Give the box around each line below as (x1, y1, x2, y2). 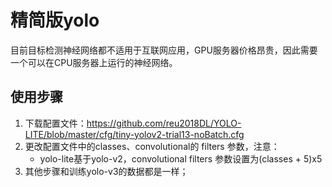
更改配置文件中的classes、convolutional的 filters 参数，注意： (24, 140, 280, 152)
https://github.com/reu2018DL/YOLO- (86, 117, 242, 129)
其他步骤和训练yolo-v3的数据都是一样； (24, 165, 189, 177)
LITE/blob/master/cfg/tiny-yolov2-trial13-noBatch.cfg (24, 128, 245, 140)
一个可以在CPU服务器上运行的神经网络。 (10, 56, 178, 68)
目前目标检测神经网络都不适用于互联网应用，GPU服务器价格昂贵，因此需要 (10, 44, 318, 56)
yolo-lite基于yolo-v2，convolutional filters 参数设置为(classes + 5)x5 (39, 152, 323, 165)
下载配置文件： (24, 117, 87, 129)
